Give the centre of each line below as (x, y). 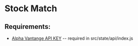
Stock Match (31, 9)
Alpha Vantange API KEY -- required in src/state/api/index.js (72, 38)
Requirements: (28, 27)
